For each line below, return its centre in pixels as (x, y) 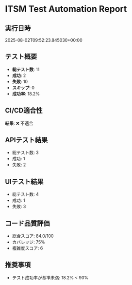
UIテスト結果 (24, 181)
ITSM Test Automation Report (66, 9)
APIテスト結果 (26, 140)
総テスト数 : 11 (26, 69)
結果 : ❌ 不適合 (19, 123)
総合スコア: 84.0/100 (33, 236)
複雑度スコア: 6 (27, 248)
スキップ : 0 (23, 87)
